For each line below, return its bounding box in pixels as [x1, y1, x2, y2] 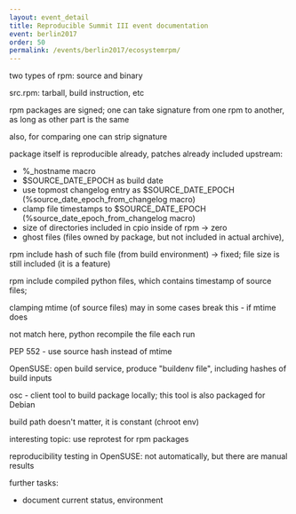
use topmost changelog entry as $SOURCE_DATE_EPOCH [21, 185, 236, 195]
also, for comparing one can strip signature [9, 131, 168, 142]
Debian [9, 399, 36, 410]
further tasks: [9, 478, 60, 488]
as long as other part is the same [9, 115, 130, 125]
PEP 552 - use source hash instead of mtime [9, 346, 172, 357]
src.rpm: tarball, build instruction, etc [9, 88, 145, 99]
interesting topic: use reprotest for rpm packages [9, 434, 189, 445]
